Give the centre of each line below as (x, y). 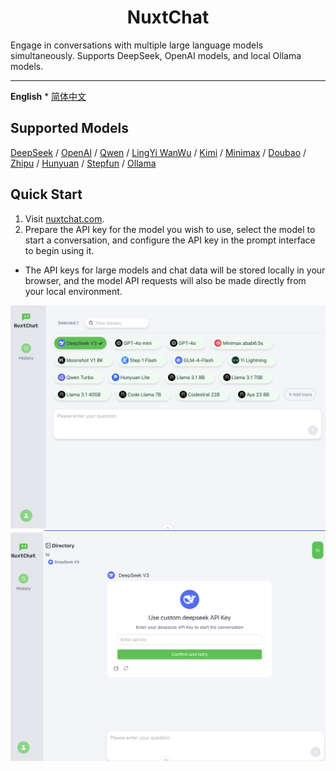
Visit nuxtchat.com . (64, 218)
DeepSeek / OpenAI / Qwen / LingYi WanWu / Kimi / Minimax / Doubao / (158, 152)
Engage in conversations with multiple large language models (137, 45)
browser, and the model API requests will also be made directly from (165, 280)
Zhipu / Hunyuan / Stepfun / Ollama (83, 163)
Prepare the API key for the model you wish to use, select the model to (170, 229)
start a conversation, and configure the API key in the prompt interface (170, 240)
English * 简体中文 (48, 96)
